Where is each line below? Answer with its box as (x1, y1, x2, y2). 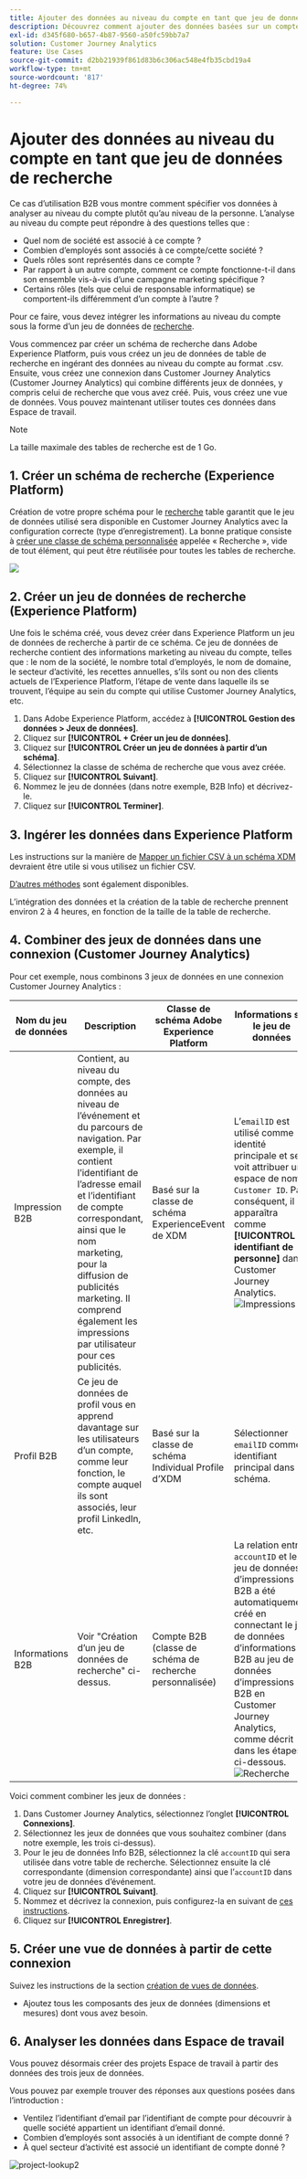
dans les (233, 1744, 270, 1757)
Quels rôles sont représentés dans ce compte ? (22, 254, 201, 265)
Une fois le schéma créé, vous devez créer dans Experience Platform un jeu (9, 628, 295, 639)
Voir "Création (77, 1630, 139, 1643)
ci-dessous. (233, 1755, 287, 1768)
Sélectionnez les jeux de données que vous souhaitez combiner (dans (22, 1827, 287, 1838)
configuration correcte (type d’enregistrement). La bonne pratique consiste (9, 526, 292, 537)
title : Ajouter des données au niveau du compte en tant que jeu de (9, 13, 276, 23)
